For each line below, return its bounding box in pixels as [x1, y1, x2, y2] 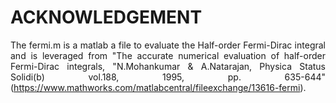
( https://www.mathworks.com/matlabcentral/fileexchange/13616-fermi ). [10, 81, 307, 93]
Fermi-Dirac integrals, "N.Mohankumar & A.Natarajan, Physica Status [10, 60, 326, 72]
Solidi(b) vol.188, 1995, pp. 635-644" [10, 71, 326, 83]
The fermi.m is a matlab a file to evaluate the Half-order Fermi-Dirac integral [10, 39, 326, 51]
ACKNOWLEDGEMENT [10, 6, 203, 29]
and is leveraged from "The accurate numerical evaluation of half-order [10, 49, 326, 61]
